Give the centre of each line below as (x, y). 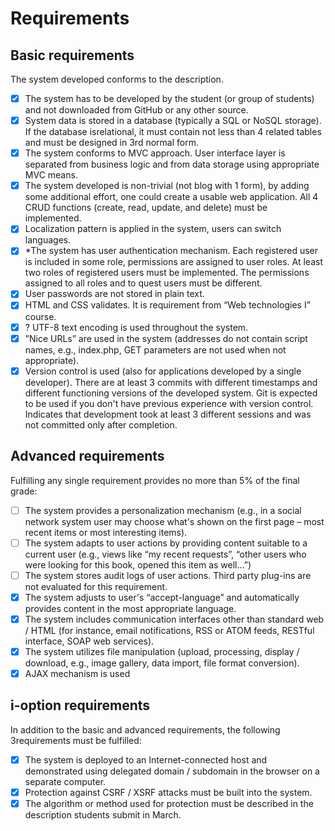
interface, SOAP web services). (89, 641)
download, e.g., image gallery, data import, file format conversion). (162, 663)
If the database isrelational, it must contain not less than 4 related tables (173, 132)
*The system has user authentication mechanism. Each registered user (171, 251)
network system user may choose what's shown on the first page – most (174, 521)
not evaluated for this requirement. (96, 586)
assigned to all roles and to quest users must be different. (143, 283)
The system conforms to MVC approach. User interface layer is (155, 153)
